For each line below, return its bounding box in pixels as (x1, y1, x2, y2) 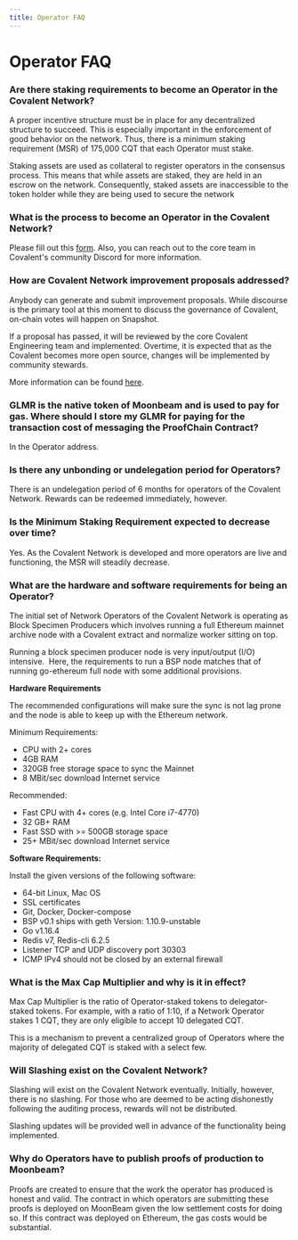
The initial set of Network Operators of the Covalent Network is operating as (9, 610, 289, 621)
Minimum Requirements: (9, 726, 99, 737)
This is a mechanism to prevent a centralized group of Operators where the (9, 1032, 285, 1044)
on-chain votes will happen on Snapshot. (9, 313, 159, 324)
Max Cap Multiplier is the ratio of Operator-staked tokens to (9, 996, 228, 1007)
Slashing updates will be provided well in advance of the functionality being (9, 1120, 286, 1131)
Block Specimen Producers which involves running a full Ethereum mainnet (9, 619, 285, 630)
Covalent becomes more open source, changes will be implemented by (9, 350, 270, 360)
